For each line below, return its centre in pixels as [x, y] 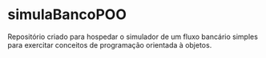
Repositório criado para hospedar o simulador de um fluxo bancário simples [133, 37]
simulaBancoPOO [67, 15]
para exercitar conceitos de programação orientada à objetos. [110, 44]
